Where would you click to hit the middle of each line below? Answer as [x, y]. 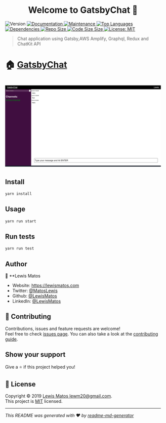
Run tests [20, 236]
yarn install [19, 194]
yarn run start [21, 221]
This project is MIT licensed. [34, 401]
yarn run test [20, 249]
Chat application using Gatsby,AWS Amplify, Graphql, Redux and [83, 39]
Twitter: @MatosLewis [35, 291]
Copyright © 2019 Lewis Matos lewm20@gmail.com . [59, 396]
